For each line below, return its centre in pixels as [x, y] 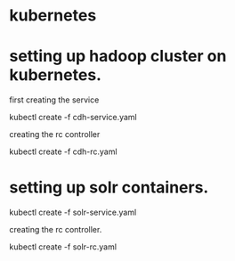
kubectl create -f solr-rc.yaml [63, 247]
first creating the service [54, 100]
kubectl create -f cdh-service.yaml [73, 118]
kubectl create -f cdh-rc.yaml [63, 151]
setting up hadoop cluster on [118, 57]
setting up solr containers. [109, 188]
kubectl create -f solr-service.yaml [73, 212]
